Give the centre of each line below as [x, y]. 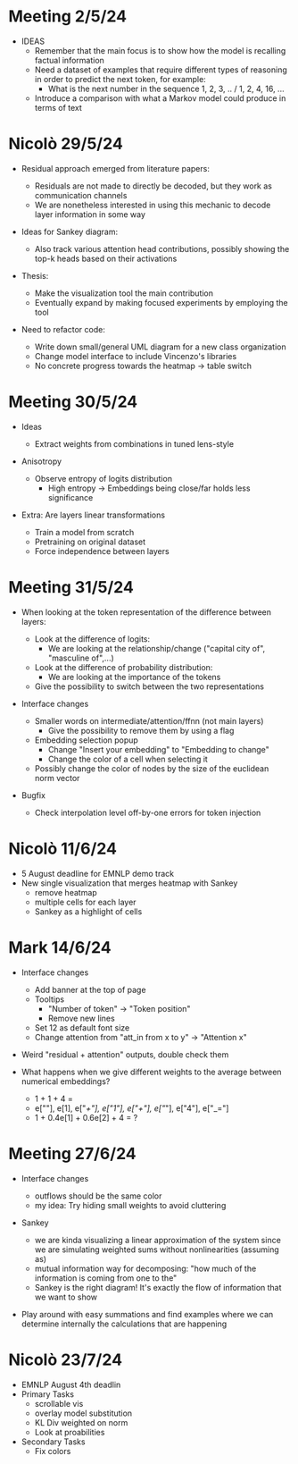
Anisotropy [41, 461]
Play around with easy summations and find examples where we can [147, 1314]
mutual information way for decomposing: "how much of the [145, 1268]
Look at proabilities [70, 1432]
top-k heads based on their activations [106, 258]
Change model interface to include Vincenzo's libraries [136, 356]
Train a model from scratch [84, 532]
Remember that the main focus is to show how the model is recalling [160, 50]
